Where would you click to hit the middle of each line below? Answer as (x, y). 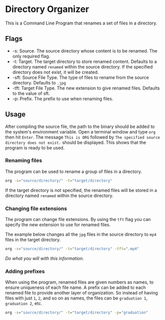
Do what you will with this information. (45, 258)
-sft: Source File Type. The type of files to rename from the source (81, 77)
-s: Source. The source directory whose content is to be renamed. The (85, 50)
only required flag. (31, 56)
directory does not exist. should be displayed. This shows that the (76, 142)
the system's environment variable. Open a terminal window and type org (81, 131)
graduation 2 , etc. (24, 303)
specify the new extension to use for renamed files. (58, 225)
